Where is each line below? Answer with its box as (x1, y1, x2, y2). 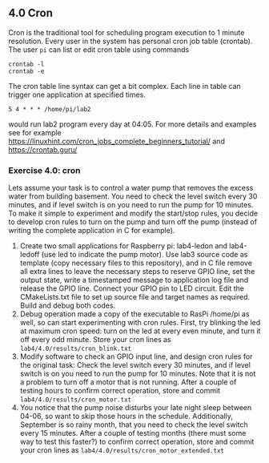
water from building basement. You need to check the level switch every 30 (8, 191, 258, 201)
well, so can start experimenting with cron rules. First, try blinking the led (19, 318, 261, 328)
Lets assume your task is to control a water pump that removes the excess (8, 183, 254, 193)
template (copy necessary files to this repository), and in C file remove (19, 258, 252, 268)
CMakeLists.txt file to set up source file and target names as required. (19, 292, 251, 302)
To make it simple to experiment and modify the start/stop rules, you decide (8, 208, 259, 219)
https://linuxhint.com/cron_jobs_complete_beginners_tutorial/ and (8, 136, 226, 146)
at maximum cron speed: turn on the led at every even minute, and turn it (19, 326, 261, 336)
